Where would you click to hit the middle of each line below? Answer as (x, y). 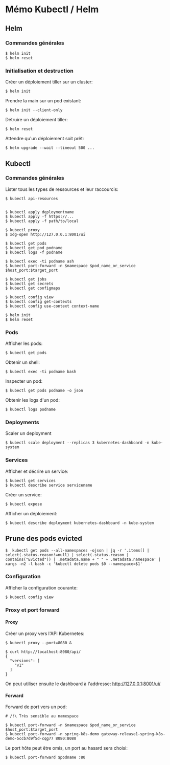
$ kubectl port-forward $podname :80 (45, 758)
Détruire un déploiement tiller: (37, 120)
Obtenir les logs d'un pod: (33, 400)
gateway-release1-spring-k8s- (133, 734)
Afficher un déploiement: (31, 513)
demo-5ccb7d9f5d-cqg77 (29, 739)
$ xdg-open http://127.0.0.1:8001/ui (45, 234)
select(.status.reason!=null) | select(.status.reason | (67, 555)
